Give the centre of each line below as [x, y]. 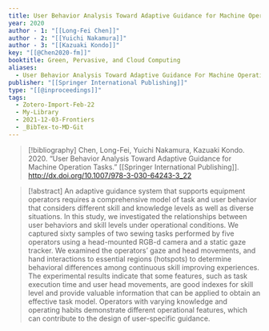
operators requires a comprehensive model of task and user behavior [142, 199]
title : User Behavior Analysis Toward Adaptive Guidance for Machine [127, 16]
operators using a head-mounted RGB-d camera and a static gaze [137, 241]
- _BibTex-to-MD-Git [50, 127]
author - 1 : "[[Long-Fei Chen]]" [64, 30]
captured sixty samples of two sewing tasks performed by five [131, 233]
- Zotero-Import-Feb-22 [55, 105]
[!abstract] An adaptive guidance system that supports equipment [137, 191]
